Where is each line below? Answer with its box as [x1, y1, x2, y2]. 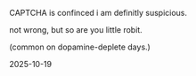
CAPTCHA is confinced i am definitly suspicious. [9, 8, 188, 18]
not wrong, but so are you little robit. [9, 25, 143, 34]
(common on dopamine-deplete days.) [9, 42, 151, 52]
